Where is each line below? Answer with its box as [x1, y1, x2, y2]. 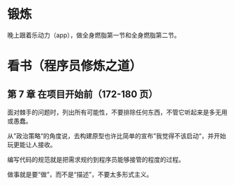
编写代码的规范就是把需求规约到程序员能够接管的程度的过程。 [7, 155, 185, 163]
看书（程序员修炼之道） [7, 58, 142, 74]
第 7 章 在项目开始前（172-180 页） [7, 88, 159, 100]
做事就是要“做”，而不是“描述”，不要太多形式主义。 [7, 170, 153, 179]
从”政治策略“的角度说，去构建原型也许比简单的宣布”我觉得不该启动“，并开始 [7, 131, 226, 140]
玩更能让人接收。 [7, 140, 57, 149]
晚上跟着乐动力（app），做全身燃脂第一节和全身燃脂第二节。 [7, 31, 181, 39]
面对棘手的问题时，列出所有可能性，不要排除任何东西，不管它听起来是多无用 [7, 108, 228, 116]
